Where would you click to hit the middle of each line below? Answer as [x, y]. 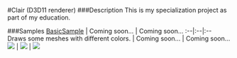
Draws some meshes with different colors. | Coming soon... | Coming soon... [119, 38]
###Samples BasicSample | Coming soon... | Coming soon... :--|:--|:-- [110, 31]
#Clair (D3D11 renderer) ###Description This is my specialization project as [117, 10]
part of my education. [39, 17]
